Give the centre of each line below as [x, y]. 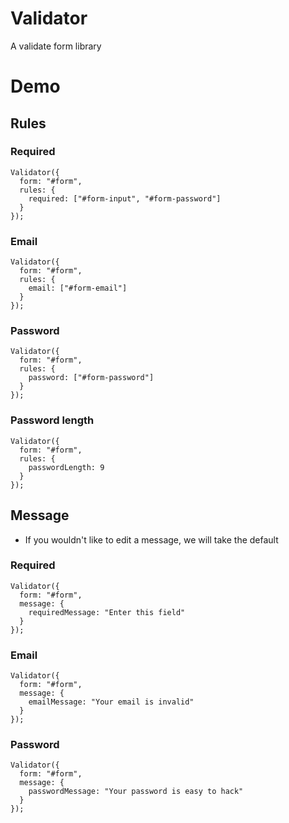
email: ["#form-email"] [78, 288]
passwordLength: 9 [66, 467]
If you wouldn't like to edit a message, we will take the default [151, 539]
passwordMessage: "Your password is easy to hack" [136, 792]
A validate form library [56, 46]
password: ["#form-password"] [91, 378]
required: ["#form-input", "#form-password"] [125, 198]
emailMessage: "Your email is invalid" [111, 702]
